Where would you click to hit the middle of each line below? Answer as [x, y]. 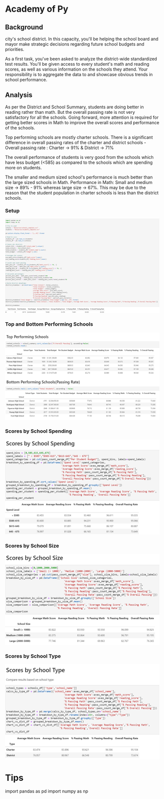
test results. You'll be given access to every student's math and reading [77, 64]
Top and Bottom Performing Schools [49, 324]
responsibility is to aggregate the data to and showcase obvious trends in [79, 74]
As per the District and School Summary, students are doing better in [75, 107]
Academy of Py [37, 9]
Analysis [19, 95]
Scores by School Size [32, 545]
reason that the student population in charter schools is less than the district [82, 193]
